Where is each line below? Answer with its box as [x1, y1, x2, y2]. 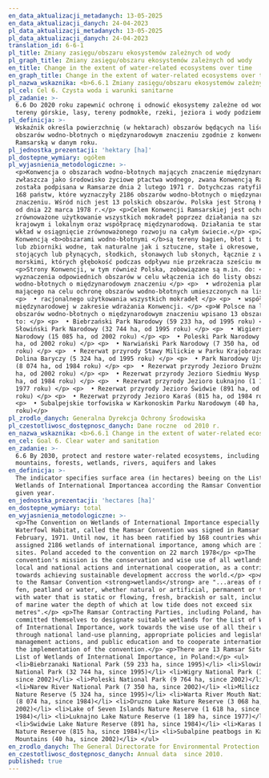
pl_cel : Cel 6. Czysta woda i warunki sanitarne [8, 86, 174, 95]
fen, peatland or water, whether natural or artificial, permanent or [15, 586, 256, 594]
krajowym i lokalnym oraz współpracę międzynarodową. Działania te [15, 221, 246, 229]
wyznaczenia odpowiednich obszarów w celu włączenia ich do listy [15, 273, 242, 281]
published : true [8, 757, 62, 766]
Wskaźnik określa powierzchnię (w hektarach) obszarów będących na [15, 124, 246, 132]
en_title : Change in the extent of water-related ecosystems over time [8, 64, 252, 72]
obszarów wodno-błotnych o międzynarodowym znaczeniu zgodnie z [15, 131, 235, 139]
